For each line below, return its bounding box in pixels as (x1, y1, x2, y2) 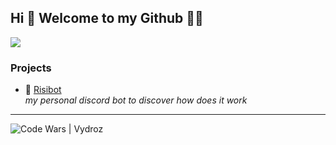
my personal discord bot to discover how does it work (24, 94, 248, 106)
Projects (10, 61, 52, 75)
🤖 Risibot (24, 84, 62, 96)
